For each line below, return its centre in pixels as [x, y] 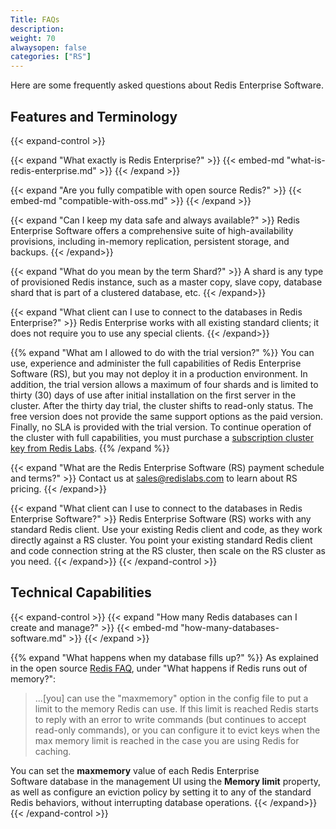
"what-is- [306, 160]
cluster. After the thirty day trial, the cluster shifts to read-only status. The [162, 405]
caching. [53, 751]
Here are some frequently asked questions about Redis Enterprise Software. [167, 85]
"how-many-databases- [230, 627]
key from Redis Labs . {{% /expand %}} [90, 448]
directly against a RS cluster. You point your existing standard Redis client [161, 540]
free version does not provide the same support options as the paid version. [167, 416]
